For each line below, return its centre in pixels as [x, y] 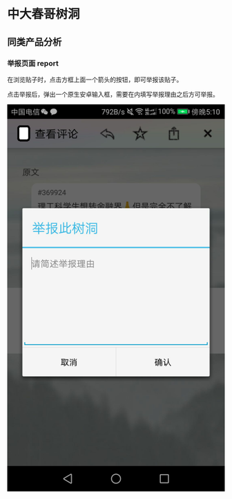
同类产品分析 [35, 42]
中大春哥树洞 [44, 14]
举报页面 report [33, 63]
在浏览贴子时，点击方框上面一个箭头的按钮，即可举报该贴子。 [95, 79]
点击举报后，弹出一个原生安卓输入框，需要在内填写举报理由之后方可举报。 [113, 94]
